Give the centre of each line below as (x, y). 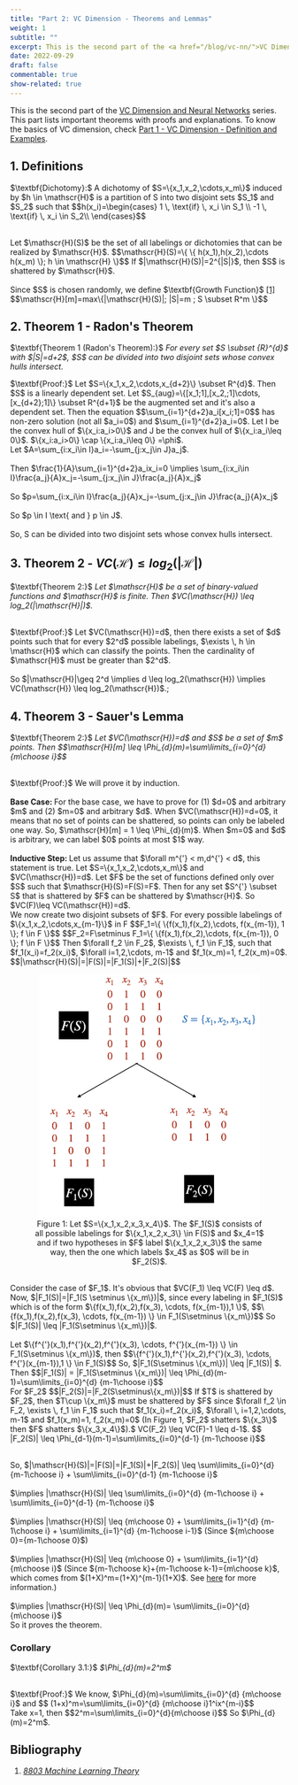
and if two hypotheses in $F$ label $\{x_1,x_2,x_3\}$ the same (149, 1243)
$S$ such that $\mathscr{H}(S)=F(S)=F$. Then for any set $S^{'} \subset (144, 887)
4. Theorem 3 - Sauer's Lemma (97, 716)
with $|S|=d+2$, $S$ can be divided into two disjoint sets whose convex (142, 358)
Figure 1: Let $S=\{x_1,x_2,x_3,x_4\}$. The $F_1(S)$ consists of (149, 1224)
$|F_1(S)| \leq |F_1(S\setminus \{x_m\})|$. (84, 1326)
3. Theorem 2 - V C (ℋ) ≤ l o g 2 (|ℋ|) (106, 564)
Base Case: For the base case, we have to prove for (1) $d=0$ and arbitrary (148, 802)
